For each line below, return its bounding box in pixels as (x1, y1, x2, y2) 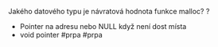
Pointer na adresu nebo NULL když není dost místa (19, 22, 187, 31)
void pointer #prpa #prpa (19, 31, 103, 39)
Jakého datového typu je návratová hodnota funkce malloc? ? (8, 7, 210, 16)
